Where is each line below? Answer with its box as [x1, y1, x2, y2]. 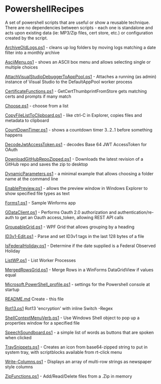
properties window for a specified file [5, 320, 80, 326]
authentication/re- [117, 209, 154, 215]
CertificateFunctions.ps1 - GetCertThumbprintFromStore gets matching [5, 88, 147, 94]
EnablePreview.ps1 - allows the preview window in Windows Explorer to [5, 185, 148, 191]
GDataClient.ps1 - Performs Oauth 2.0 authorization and [5, 209, 117, 215]
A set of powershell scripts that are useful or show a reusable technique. [5, 19, 150, 25]
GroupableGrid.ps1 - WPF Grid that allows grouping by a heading [5, 224, 135, 230]
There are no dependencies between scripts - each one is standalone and [5, 24, 153, 30]
